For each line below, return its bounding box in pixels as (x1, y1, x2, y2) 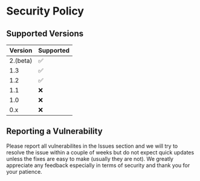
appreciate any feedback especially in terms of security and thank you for (6, 162, 190, 169)
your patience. (6, 168, 42, 175)
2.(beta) (9, 56, 33, 65)
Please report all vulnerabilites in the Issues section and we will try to (6, 142, 178, 150)
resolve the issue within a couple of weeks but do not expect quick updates (6, 148, 195, 156)
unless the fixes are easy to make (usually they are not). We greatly (6, 155, 174, 162)
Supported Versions (6, 28, 83, 39)
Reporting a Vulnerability (6, 126, 103, 137)
